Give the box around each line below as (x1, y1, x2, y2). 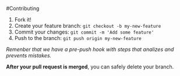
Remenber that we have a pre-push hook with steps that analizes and (6, 46, 174, 53)
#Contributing (6, 5, 40, 12)
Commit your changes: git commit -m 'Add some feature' (14, 28, 154, 35)
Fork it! (14, 16, 32, 23)
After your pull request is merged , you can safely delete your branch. (6, 63, 174, 70)
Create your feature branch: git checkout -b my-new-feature (14, 23, 161, 29)
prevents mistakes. (6, 52, 52, 59)
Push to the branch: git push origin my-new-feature (14, 35, 142, 41)
